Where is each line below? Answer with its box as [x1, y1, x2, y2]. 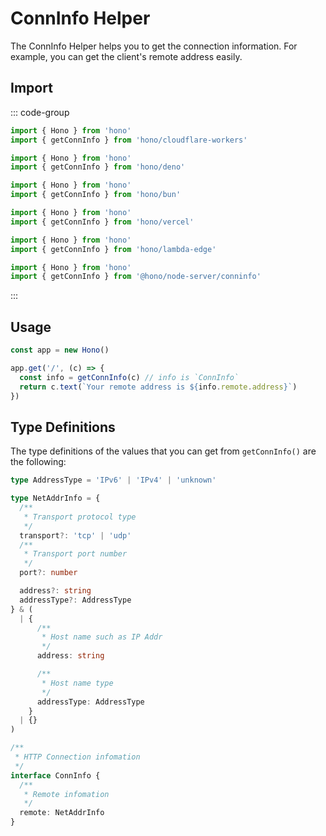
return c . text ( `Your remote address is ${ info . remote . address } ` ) [19, 382, 298, 392]
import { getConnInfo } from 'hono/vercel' [10, 217, 195, 227]
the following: [10, 456, 67, 468]
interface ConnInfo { [10, 770, 101, 781]
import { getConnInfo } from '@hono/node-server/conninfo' [10, 272, 262, 282]
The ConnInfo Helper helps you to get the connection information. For [10, 40, 298, 52]
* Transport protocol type [23, 512, 137, 522]
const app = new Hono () [10, 345, 110, 356]
